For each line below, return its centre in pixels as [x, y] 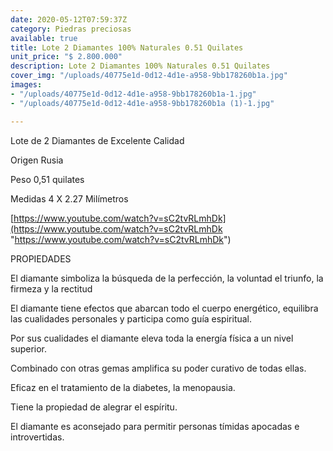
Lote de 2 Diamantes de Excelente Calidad [97, 140]
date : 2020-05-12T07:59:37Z [69, 19]
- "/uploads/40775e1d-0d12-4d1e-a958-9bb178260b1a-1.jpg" [133, 94]
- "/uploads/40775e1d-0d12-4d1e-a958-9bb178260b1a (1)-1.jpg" [142, 103]
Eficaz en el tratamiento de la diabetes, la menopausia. [123, 387]
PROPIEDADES [41, 258]
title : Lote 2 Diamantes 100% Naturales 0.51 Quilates [127, 47]
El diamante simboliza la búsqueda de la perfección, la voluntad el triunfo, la [167, 278]
